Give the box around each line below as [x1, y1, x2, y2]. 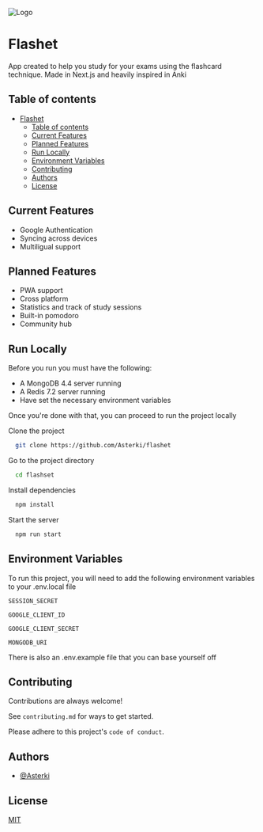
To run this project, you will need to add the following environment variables [8, 573, 255, 583]
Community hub [19, 319, 73, 329]
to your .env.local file [8, 582, 77, 591]
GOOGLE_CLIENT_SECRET [8, 625, 80, 633]
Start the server [8, 515, 59, 524]
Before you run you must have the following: [8, 363, 152, 373]
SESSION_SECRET [8, 597, 58, 605]
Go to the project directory [8, 456, 95, 465]
